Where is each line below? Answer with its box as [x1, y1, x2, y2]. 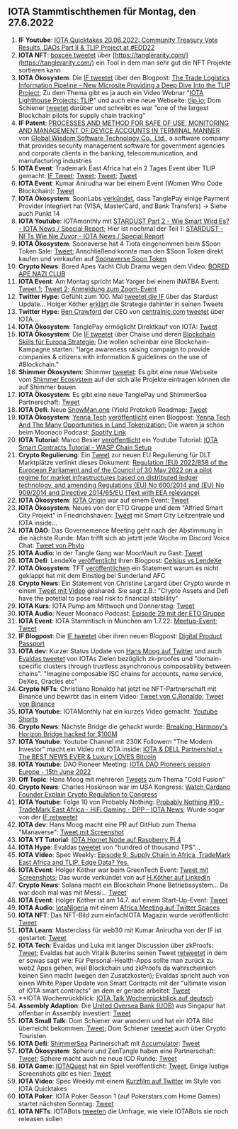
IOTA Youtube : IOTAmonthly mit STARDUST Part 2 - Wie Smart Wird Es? [18, 217, 229, 225]
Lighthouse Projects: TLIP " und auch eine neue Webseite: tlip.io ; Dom [18, 96, 222, 104]
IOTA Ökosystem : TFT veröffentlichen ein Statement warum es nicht [18, 564, 219, 572]
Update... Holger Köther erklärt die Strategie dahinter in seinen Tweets [18, 300, 224, 308]
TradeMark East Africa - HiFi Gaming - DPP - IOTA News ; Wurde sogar [18, 805, 225, 814]
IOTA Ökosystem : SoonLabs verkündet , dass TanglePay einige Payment [18, 194, 229, 202]
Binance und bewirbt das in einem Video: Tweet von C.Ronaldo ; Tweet [18, 692, 224, 700]
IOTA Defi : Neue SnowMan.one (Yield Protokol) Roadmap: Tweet [18, 405, 208, 414]
